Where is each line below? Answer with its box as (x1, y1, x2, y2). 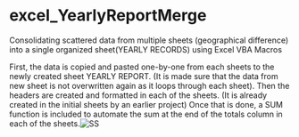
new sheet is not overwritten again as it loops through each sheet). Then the (9, 80, 290, 91)
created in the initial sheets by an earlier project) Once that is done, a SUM (9, 99, 284, 109)
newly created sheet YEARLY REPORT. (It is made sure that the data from (9, 70, 278, 81)
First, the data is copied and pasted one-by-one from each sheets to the (9, 61, 275, 72)
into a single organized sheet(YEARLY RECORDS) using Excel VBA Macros (9, 44, 283, 54)
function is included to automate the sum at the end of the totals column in (9, 109, 283, 119)
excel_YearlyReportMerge (9, 5, 207, 26)
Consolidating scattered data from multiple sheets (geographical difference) (9, 35, 289, 45)
